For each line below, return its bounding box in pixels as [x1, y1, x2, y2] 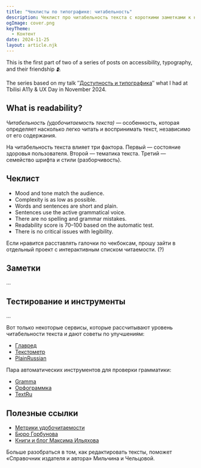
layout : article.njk [6, 43, 58, 49]
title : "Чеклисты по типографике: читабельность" [6, 8, 133, 15]
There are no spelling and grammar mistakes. [14, 215, 127, 222]
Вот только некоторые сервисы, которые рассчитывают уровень [6, 324, 173, 331]
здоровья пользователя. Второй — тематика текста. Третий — [6, 149, 166, 157]
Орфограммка [14, 385, 52, 392]
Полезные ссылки [6, 408, 78, 418]
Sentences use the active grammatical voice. [14, 208, 126, 216]
